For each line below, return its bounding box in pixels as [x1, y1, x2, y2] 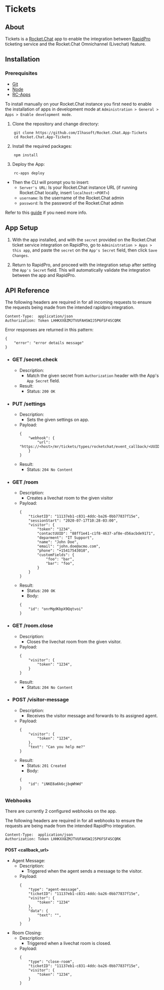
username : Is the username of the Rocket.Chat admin [19, 195, 124, 201]
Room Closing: [12, 930, 42, 936]
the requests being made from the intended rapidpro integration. [5, 304, 135, 310]
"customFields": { [37, 553, 75, 557]
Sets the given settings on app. [26, 416, 89, 422]
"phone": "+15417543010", [37, 548, 90, 553]
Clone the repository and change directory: [12, 121, 99, 127]
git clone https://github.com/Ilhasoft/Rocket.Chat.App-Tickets [14, 130, 147, 135]
